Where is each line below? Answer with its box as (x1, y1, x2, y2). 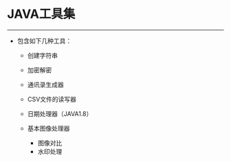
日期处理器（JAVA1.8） (27, 109, 93, 117)
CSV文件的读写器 (27, 95, 77, 103)
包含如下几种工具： (16, 36, 72, 45)
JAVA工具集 (7, 6, 76, 22)
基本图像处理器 (27, 124, 70, 132)
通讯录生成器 (27, 80, 64, 89)
